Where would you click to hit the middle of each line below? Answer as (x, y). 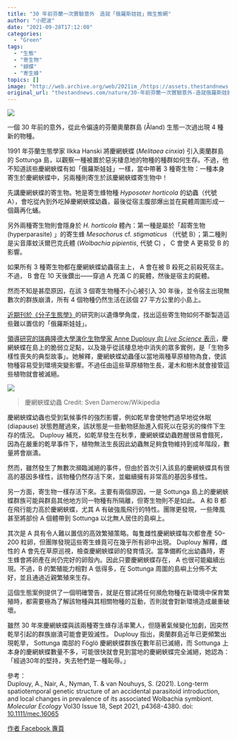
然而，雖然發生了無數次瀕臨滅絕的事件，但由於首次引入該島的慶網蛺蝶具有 (115, 468)
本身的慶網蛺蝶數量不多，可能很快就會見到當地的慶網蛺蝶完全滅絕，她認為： (119, 652)
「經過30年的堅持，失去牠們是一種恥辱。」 (68, 661)
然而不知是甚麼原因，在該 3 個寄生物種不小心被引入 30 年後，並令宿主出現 (115, 291)
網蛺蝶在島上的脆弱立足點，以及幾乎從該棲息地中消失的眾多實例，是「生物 (115, 348)
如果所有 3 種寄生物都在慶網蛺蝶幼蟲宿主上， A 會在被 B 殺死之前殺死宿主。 (117, 267)
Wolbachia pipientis (108, 243)
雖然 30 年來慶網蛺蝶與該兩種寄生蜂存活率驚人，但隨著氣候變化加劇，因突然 (118, 625)
